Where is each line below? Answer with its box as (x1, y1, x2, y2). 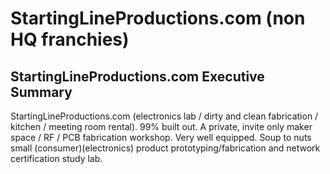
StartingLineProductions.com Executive (10, 68, 265, 85)
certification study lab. (10, 153, 103, 164)
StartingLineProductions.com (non (10, 7, 306, 30)
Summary (10, 83, 73, 101)
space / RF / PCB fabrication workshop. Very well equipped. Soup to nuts (10, 132, 312, 143)
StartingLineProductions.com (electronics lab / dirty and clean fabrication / (10, 110, 319, 122)
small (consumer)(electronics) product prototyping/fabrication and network (10, 142, 321, 154)
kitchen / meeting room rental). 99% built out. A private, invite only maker (10, 121, 313, 132)
